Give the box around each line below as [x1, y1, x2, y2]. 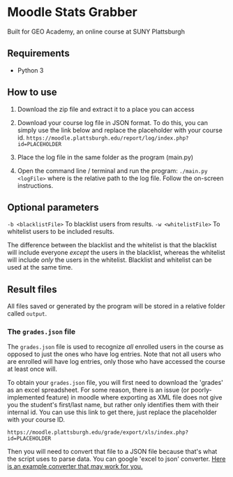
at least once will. [7, 365, 58, 374]
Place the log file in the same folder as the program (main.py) [17, 153, 194, 161]
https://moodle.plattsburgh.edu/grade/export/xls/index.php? [7, 429, 189, 436]
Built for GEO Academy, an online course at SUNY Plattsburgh [7, 27, 185, 36]
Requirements [7, 47, 70, 59]
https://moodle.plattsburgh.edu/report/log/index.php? [26, 134, 189, 142]
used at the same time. [7, 263, 73, 272]
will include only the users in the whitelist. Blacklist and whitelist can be [7, 256, 212, 264]
